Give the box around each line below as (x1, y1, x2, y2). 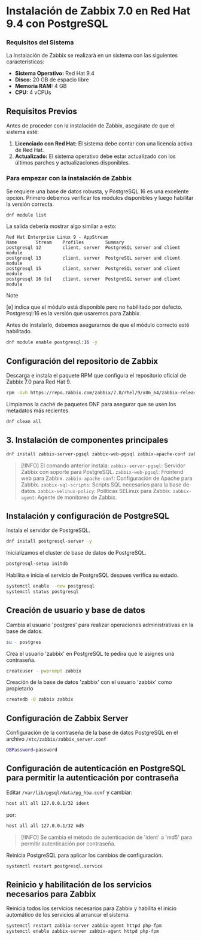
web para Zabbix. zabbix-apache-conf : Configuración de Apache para (20, 474, 193, 482)
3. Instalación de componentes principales (6, 435, 169, 445)
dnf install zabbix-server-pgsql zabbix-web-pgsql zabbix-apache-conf (6, 451, 186, 457)
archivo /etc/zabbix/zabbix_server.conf (6, 735, 106, 743)
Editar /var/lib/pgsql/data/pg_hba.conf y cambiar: (6, 789, 133, 796)
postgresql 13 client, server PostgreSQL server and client (6, 255, 181, 261)
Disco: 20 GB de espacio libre (14, 76, 89, 83)
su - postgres (6, 639, 42, 645)
